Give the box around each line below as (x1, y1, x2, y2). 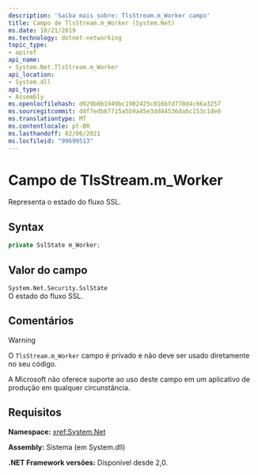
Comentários (8, 314, 74, 328)
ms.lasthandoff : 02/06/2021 (8, 129, 101, 137)
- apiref (8, 48, 37, 56)
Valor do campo (8, 263, 88, 277)
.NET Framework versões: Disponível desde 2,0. (8, 458, 169, 467)
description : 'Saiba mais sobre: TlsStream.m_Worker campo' (8, 11, 211, 20)
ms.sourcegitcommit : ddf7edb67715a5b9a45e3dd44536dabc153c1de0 (8, 108, 222, 116)
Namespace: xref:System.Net (8, 427, 106, 436)
